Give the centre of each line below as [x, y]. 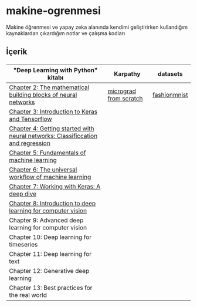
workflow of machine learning [50, 177]
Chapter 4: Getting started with [52, 129]
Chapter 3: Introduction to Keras [53, 112]
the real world [28, 295]
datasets [170, 74]
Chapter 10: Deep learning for [50, 237]
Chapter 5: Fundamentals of [47, 153]
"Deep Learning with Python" [55, 70]
